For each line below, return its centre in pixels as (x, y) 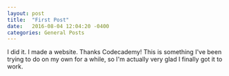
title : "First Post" (38, 20)
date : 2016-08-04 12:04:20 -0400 (58, 26)
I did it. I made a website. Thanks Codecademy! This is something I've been (114, 52)
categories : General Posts (46, 33)
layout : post (26, 13)
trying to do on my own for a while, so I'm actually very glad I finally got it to (115, 60)
